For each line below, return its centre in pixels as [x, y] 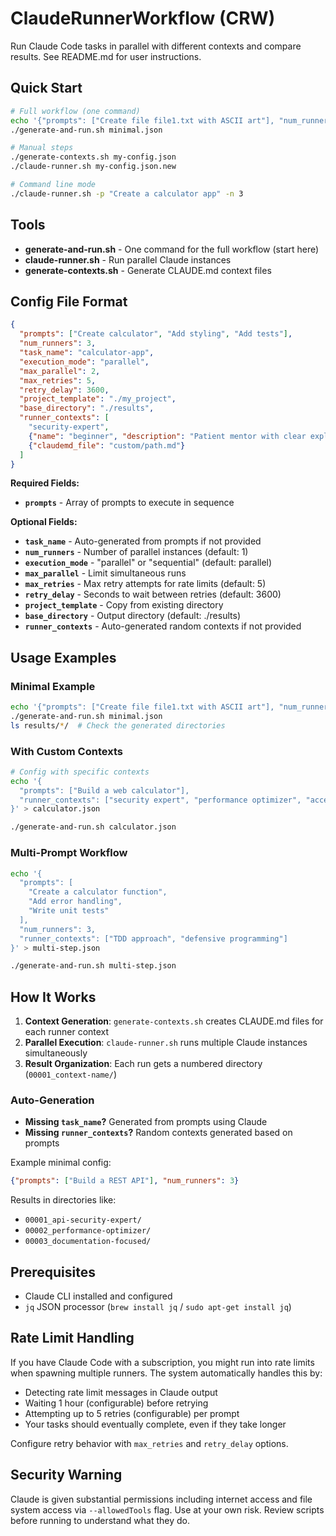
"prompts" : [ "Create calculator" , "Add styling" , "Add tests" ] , [156, 334]
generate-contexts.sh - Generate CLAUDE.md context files [148, 270]
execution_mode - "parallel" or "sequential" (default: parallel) [148, 563]
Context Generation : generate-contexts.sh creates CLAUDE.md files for [174, 1021]
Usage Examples [63, 657]
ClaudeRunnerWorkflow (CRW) [143, 18]
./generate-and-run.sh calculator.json [93, 827]
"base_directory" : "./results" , [87, 408]
